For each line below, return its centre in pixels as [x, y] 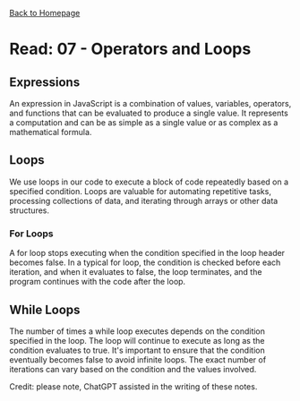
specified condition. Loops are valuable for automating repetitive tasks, [140, 191]
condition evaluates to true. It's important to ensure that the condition [137, 350]
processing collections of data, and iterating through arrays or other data [144, 200]
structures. [29, 210]
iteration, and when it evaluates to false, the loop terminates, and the [136, 272]
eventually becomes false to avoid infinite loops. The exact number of [138, 359]
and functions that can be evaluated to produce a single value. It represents [149, 113]
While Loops [45, 309]
